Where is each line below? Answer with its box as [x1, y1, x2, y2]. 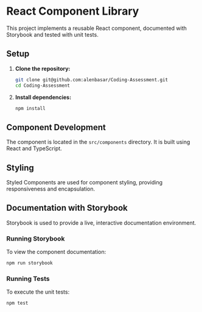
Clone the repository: [15, 65, 71, 72]
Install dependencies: [15, 93, 72, 101]
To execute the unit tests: [6, 288, 70, 296]
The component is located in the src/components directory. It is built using [6, 139, 190, 146]
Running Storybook [6, 234, 65, 242]
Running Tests [6, 274, 50, 283]
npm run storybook [6, 260, 53, 266]
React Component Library [6, 4, 139, 18]
